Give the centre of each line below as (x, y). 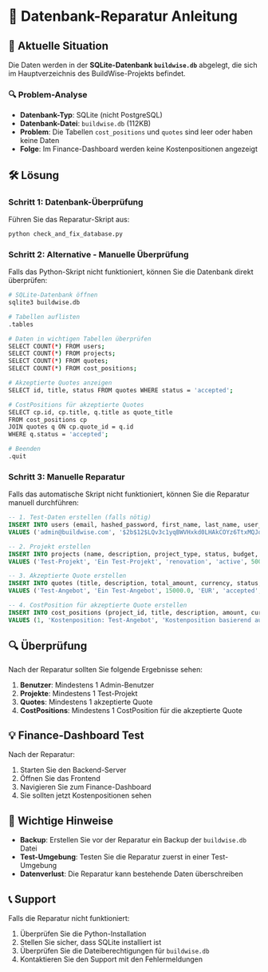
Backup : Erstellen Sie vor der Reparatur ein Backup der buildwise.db (133, 840)
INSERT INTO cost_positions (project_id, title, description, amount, (128, 612)
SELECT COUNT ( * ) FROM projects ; (62, 354)
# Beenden (25, 449)
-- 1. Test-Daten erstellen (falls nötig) (80, 518)
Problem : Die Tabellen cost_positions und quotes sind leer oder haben (136, 132)
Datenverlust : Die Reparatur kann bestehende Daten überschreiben (131, 874)
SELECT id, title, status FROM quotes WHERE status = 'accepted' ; (121, 390)
